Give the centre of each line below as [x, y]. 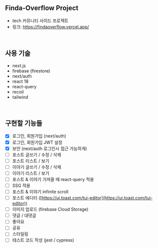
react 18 [20, 81]
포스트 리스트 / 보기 [31, 161]
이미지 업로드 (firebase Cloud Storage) [50, 210]
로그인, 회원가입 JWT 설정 [37, 142]
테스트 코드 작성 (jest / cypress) [43, 240]
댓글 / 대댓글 [24, 215]
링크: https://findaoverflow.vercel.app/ [51, 27]
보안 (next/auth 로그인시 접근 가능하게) [50, 148]
